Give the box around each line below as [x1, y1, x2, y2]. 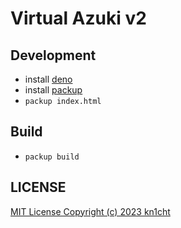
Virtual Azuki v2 [10, 7, 147, 30]
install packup [24, 84, 83, 96]
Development [10, 47, 97, 64]
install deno [24, 73, 73, 85]
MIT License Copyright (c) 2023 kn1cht [10, 205, 171, 217]
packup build [24, 152, 80, 162]
